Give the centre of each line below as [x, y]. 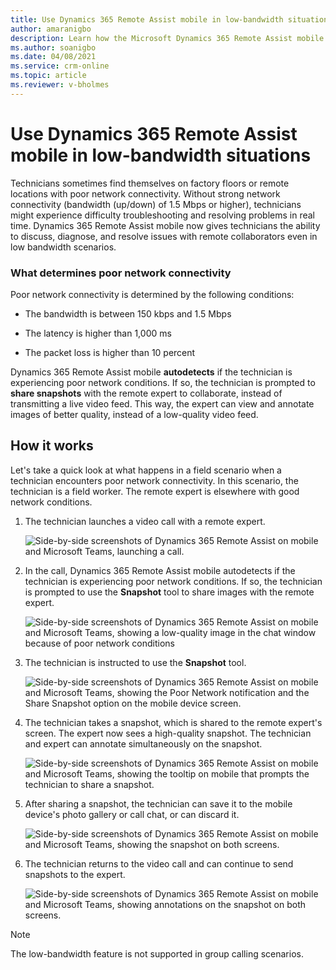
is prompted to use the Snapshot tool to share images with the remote [169, 592]
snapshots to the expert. [75, 874]
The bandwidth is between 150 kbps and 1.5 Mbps [128, 313]
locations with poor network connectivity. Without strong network [145, 193]
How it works [52, 446]
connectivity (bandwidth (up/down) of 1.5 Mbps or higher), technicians [156, 204]
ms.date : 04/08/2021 [53, 57]
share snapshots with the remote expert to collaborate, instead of [146, 393]
